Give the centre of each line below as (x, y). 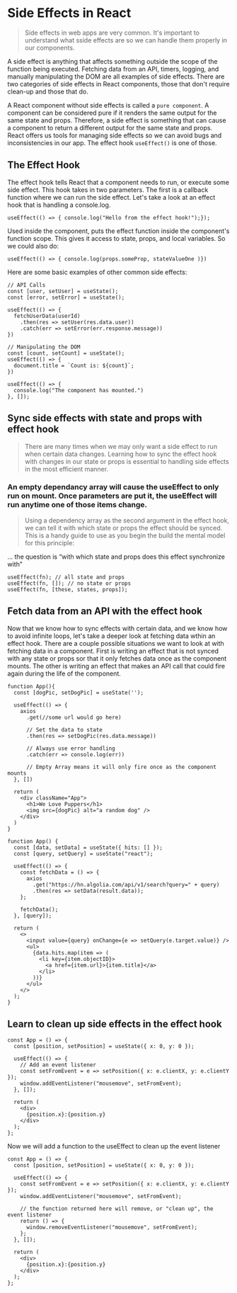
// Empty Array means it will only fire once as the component (121, 767)
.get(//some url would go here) (74, 717)
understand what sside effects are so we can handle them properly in (126, 40)
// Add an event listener (58, 1065)
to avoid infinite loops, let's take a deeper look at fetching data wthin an (111, 636)
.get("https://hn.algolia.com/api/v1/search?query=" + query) (126, 884)
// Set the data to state (64, 730)
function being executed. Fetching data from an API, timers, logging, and (113, 69)
